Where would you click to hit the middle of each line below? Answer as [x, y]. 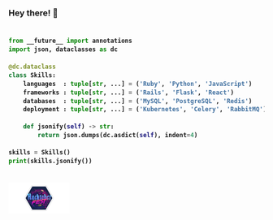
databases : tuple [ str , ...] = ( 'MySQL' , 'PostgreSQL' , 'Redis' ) [138, 101]
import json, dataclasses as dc [63, 50]
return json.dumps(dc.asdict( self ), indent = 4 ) [118, 136]
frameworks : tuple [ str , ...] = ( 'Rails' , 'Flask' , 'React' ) [128, 93]
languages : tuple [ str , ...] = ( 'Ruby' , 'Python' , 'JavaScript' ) [138, 84]
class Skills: [32, 75]
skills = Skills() [39, 152]
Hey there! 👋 [33, 13]
